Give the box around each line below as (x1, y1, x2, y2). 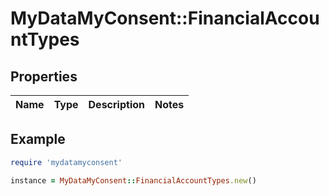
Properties (10, 68, 78, 85)
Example (10, 131, 66, 148)
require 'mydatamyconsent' (10, 157, 123, 167)
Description (88, 98, 145, 111)
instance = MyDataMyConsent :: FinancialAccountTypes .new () (10, 175, 257, 186)
